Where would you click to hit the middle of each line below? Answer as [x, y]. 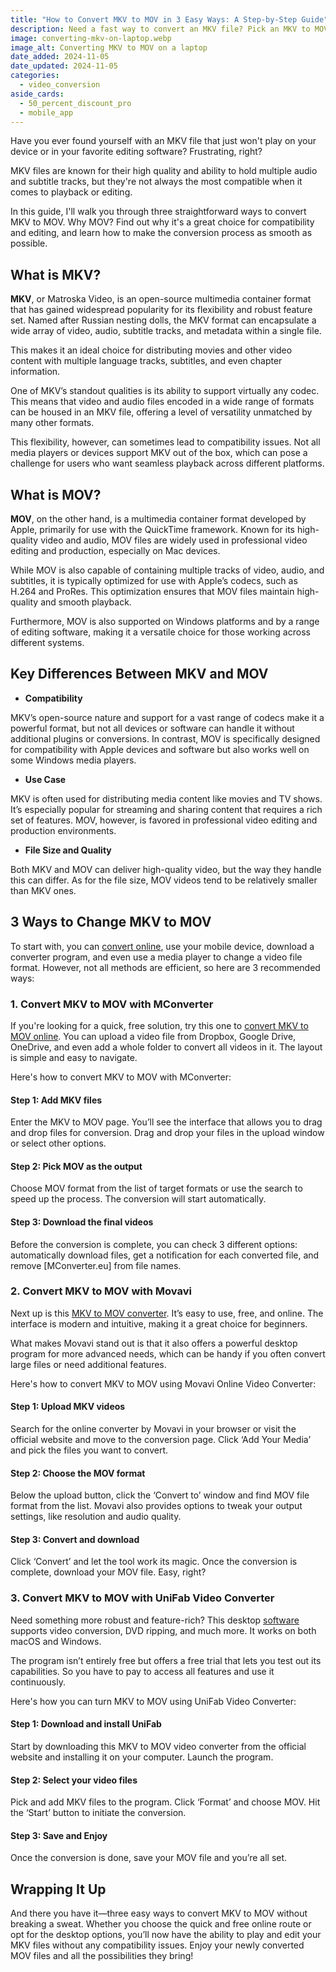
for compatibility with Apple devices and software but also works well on [160, 749]
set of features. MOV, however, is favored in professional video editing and [164, 820]
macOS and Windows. [56, 1641]
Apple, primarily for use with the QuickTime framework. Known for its [152, 529]
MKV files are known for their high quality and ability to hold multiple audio [164, 171]
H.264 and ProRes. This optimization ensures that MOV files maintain [152, 591]
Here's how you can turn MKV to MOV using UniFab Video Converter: [153, 1701]
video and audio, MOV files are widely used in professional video [174, 540]
